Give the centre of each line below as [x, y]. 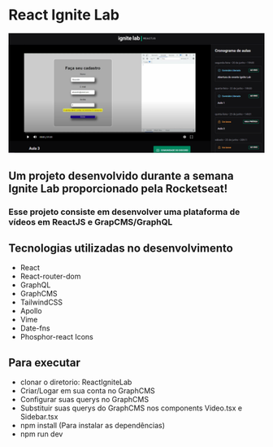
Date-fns [35, 328]
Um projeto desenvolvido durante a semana [121, 175]
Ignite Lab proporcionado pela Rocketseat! [118, 188]
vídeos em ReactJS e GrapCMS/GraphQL [91, 221]
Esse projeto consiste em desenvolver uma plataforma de [124, 212]
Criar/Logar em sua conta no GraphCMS [88, 391]
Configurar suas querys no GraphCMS [84, 400]
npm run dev [41, 434]
